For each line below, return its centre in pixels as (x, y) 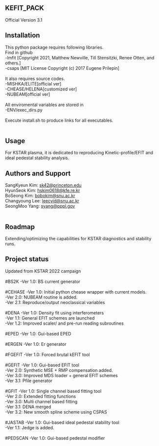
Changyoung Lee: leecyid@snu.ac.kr (42, 201)
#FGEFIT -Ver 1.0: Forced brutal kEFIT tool (47, 354)
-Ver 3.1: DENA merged (28, 407)
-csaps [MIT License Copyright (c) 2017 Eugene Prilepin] (62, 68)
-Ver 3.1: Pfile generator (29, 381)
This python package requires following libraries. (54, 47)
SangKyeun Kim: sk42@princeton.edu (43, 185)
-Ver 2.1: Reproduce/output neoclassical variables (55, 302)
